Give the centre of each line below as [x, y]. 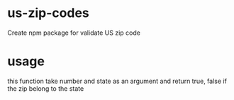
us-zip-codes [49, 13]
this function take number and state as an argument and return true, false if [117, 81]
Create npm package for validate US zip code [74, 33]
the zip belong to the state [46, 88]
